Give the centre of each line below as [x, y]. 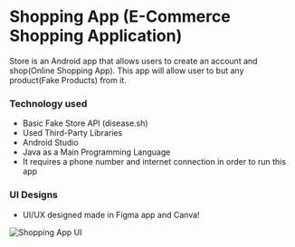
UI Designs [34, 195]
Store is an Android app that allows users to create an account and [133, 61]
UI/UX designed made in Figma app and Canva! [111, 214]
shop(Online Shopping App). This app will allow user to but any [127, 71]
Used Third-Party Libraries [72, 133]
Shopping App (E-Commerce [120, 17]
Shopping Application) [96, 36]
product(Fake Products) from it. [68, 80]
